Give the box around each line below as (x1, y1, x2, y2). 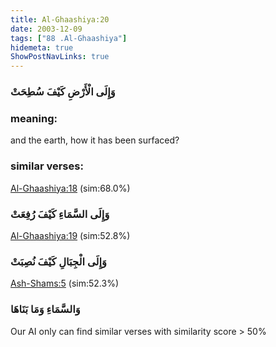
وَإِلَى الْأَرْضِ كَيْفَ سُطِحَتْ (10, 85, 116, 99)
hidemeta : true (10, 42, 74, 53)
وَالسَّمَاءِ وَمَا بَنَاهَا (10, 302, 81, 316)
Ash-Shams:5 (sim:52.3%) (10, 277, 120, 290)
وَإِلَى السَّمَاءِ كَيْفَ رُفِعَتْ (10, 207, 110, 221)
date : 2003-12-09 (10, 24, 83, 34)
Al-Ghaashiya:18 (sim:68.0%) (10, 182, 131, 194)
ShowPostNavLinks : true (10, 52, 110, 62)
